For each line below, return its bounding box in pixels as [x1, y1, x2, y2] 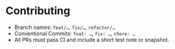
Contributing [5, 4, 70, 18]
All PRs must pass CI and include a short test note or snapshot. [14, 36, 170, 43]
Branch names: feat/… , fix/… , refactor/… [14, 24, 115, 31]
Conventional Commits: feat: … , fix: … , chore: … [14, 30, 136, 37]
